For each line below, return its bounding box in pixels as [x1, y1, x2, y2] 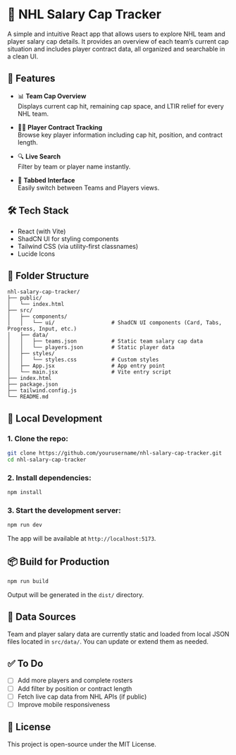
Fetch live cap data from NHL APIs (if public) [17, 692, 147, 701]
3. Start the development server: [7, 505, 121, 515]
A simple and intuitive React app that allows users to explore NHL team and [7, 30, 225, 38]
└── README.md [7, 393, 49, 400]
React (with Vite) [17, 227, 66, 235]
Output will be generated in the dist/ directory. [7, 590, 144, 599]
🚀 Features [7, 73, 56, 85]
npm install [7, 489, 42, 496]
